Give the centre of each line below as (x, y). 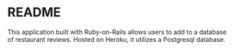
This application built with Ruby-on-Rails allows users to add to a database (117, 32)
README (34, 12)
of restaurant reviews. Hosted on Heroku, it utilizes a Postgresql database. (117, 39)
